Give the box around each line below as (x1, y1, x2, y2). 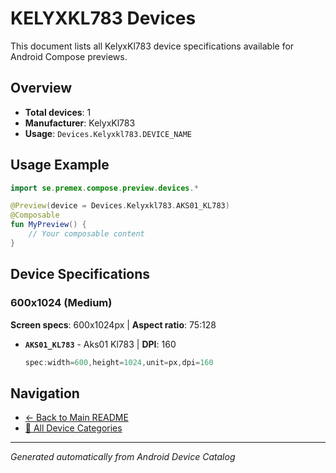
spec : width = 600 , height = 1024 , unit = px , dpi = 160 (24, 357, 214, 367)
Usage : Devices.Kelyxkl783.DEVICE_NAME (24, 127, 192, 139)
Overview (10, 80, 73, 97)
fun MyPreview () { (10, 220, 87, 230)
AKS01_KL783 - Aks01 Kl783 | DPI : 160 (24, 338, 177, 350)
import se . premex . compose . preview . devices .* (10, 183, 199, 193)
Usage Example (10, 157, 110, 174)
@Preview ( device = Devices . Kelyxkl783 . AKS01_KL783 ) (10, 201, 230, 211)
